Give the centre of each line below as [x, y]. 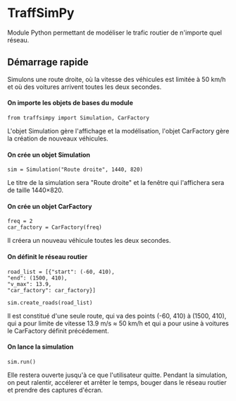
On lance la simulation [41, 347]
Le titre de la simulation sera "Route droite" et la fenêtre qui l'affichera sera [116, 183]
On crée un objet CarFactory [50, 206]
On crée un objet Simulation [49, 155]
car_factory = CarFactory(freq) [55, 227]
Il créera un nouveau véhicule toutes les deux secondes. [89, 241]
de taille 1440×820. [36, 190]
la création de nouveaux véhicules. [58, 138]
